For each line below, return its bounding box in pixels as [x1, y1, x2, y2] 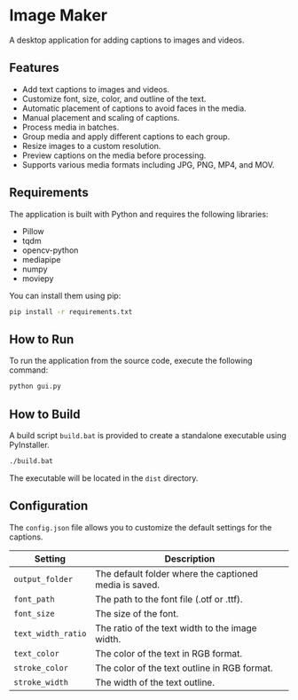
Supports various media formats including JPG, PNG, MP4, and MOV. [21, 159, 275, 169]
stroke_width [13, 677, 69, 688]
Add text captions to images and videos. [21, 83, 170, 94]
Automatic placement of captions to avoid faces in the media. [21, 103, 247, 114]
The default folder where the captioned [94, 567, 259, 579]
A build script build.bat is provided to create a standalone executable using [9, 429, 286, 440]
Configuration [9, 499, 89, 514]
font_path [13, 594, 55, 604]
